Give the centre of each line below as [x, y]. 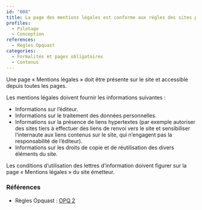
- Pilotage [25, 29]
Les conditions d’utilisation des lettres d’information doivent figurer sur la [96, 165]
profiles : [19, 23]
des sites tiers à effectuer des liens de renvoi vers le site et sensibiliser [103, 128]
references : [21, 40]
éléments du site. [36, 153]
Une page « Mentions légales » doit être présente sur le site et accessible [97, 79]
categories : [21, 51]
